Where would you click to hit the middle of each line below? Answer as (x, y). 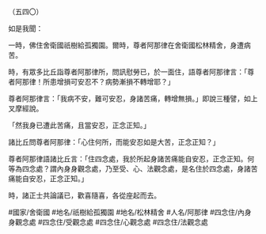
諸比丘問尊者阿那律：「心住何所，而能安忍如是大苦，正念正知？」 (114, 142)
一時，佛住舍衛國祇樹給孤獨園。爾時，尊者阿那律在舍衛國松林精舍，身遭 (126, 45)
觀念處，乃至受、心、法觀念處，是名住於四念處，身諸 (164, 169)
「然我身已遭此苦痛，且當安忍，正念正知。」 (79, 125)
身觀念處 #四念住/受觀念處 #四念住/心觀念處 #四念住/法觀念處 (108, 222)
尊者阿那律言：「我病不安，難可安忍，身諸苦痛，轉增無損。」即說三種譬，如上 (133, 98)
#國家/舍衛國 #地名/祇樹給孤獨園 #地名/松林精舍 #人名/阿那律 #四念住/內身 (130, 212)
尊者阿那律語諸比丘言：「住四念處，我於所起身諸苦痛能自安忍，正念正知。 (128, 159)
